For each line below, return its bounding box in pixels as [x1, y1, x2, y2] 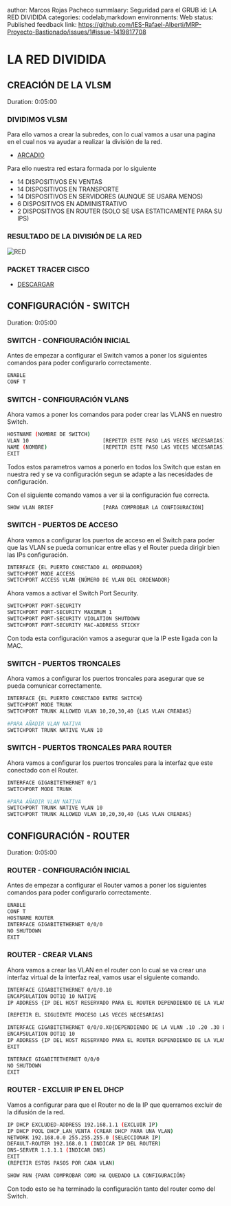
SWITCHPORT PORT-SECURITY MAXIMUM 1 [7, 609, 112, 616]
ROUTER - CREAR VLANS [7, 950, 93, 960]
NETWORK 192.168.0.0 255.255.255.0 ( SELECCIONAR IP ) [7, 1134, 162, 1141]
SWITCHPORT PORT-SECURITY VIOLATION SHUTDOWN [7, 615, 140, 622]
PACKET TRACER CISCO [7, 265, 90, 274]
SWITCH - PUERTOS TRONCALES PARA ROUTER [7, 743, 172, 753]
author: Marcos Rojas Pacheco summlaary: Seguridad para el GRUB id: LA [7, 6, 217, 14]
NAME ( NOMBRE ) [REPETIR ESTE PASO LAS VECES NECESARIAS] [7, 444, 226, 451]
